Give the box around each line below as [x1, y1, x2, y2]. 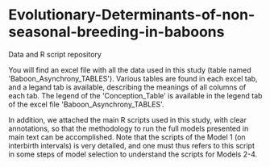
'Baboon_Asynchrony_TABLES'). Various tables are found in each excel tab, [8, 73, 258, 83]
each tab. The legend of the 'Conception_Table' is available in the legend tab [8, 90, 263, 100]
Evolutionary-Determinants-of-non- [8, 6, 255, 24]
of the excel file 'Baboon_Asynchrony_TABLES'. [8, 99, 164, 109]
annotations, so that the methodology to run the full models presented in [8, 123, 249, 133]
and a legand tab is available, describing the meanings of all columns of [8, 82, 247, 92]
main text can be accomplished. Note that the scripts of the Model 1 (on [8, 132, 246, 142]
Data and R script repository [8, 49, 102, 59]
